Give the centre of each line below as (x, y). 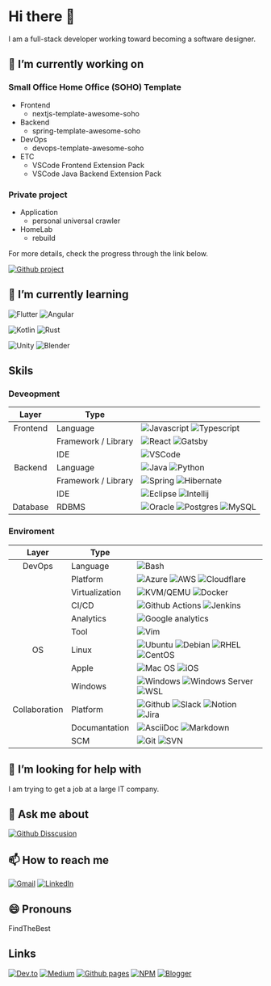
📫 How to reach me (59, 860)
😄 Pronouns (40, 909)
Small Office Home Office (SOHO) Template (95, 87)
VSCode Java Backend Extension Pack (97, 174)
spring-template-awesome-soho (86, 131)
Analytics (89, 618)
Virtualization (96, 592)
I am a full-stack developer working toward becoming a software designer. (132, 39)
